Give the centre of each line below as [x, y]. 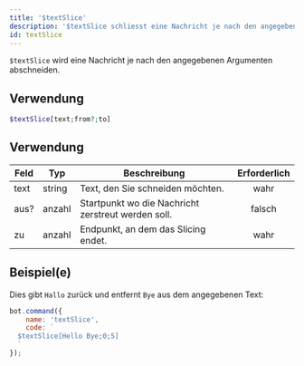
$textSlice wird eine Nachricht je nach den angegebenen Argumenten [141, 61]
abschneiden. [35, 70]
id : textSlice [36, 34]
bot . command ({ [36, 311]
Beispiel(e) [40, 273]
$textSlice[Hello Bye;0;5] [68, 336]
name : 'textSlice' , [62, 319]
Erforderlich [264, 173]
